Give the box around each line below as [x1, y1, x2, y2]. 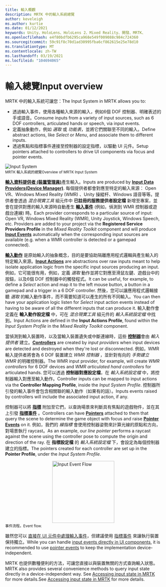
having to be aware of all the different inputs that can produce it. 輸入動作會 [5, 305, 160, 311]
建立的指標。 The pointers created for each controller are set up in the [5, 446, 147, 452]
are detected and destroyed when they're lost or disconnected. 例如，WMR [5, 346, 160, 352]
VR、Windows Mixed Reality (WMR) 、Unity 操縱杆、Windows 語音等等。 [5, 191, 155, 197]
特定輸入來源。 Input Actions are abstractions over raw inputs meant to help [5, 258, 160, 264]
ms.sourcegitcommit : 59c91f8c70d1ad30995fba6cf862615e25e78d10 [5, 40, 139, 45]
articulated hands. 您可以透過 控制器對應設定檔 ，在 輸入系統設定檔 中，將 [5, 370, 156, 376]
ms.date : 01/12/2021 [5, 26, 48, 31]
